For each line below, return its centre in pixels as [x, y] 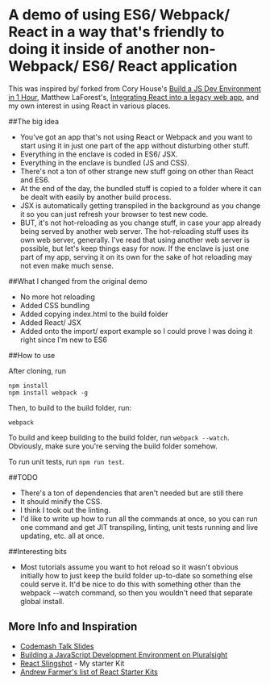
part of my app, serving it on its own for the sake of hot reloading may [136, 256]
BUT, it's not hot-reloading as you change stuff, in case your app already [141, 223]
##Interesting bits [37, 551]
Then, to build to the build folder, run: [70, 407]
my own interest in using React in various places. [89, 106]
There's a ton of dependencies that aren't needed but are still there [131, 493]
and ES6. [35, 180]
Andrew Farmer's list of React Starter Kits [89, 672]
